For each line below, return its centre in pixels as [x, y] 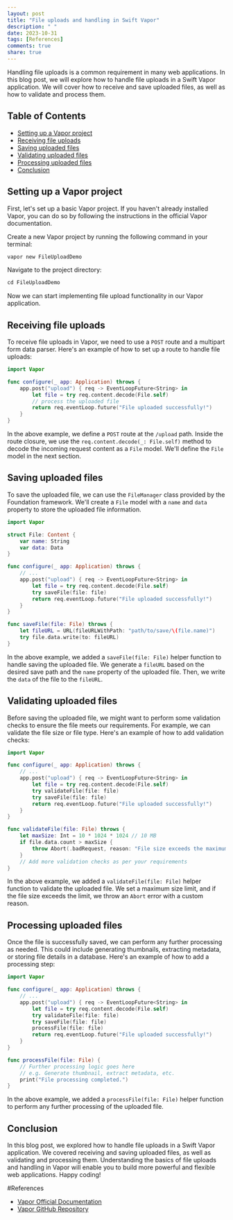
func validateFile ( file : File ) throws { [67, 830]
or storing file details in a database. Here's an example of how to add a [108, 957]
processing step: [31, 964]
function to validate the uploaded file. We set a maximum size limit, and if [112, 889]
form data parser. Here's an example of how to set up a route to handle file [114, 349]
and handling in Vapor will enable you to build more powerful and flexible [111, 1167]
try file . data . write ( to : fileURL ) [69, 637]
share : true [24, 53]
